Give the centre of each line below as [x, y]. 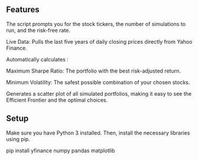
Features [23, 10]
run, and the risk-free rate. [38, 30]
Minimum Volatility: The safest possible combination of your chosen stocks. [98, 82]
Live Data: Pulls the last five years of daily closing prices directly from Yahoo [99, 41]
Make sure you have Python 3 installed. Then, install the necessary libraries [98, 133]
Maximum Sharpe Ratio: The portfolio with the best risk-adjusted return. [94, 71]
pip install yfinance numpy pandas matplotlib [61, 151]
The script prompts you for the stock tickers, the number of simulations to [96, 24]
